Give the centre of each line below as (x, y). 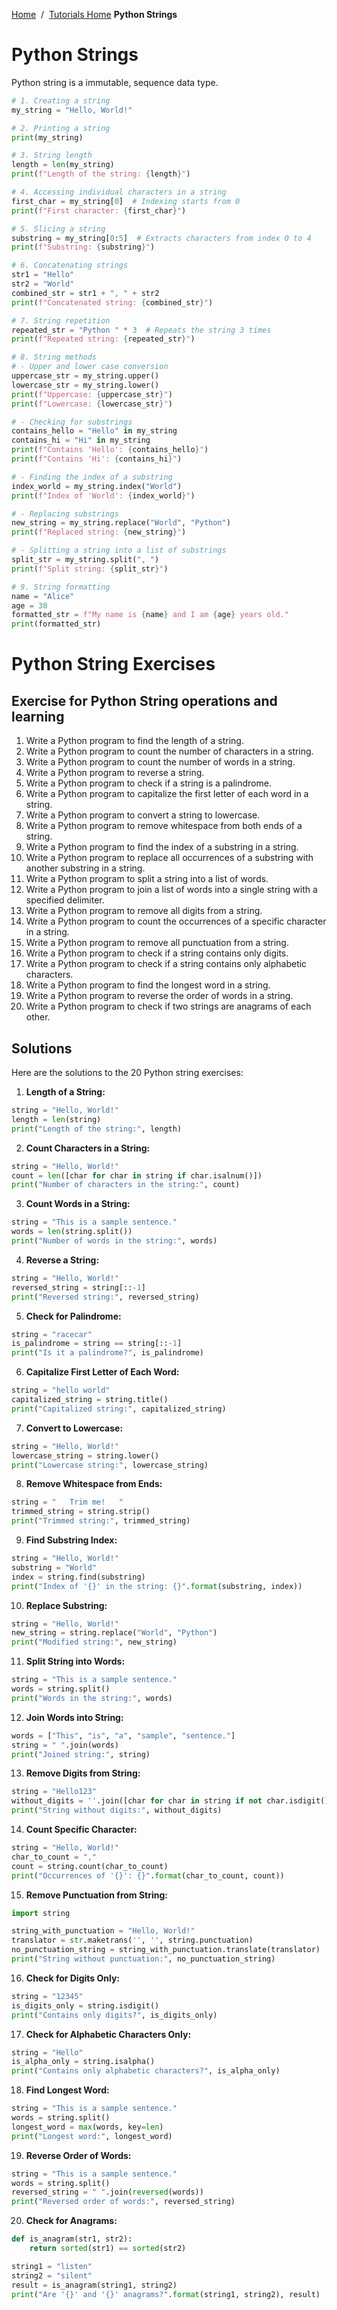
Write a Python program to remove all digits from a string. (144, 911)
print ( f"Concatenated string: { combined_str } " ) (112, 302)
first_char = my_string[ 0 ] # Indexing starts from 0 (126, 201)
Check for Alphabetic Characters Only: (108, 2034)
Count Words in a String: (78, 1204)
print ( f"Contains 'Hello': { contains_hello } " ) (110, 450)
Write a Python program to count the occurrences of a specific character (176, 921)
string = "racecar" (52, 1334)
